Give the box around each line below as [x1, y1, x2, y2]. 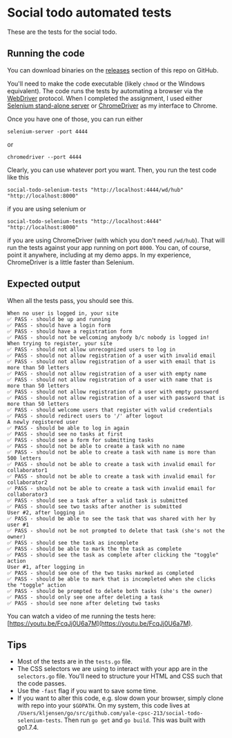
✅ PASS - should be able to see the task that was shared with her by [7, 515, 216, 522]
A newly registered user [7, 418, 79, 425]
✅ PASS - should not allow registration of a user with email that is [7, 358, 216, 365]
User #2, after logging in [7, 509, 85, 516]
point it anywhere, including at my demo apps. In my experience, [7, 251, 191, 259]
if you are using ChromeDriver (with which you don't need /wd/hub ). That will [7, 236, 225, 244]
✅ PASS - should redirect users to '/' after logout [7, 412, 164, 419]
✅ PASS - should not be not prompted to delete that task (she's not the [7, 527, 226, 534]
